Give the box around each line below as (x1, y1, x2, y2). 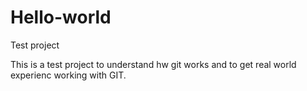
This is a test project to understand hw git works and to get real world (10, 58, 297, 70)
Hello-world (10, 6, 112, 29)
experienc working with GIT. (10, 69, 127, 81)
